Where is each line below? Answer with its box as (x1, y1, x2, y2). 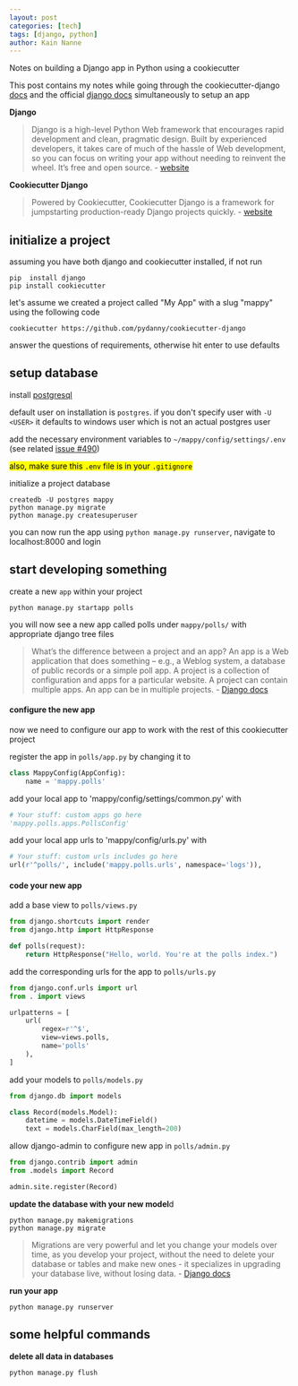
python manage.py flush (9, 1368, 98, 1377)
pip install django (9, 274, 87, 283)
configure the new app (9, 704, 96, 715)
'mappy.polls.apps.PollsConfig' (9, 819, 130, 828)
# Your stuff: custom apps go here (9, 810, 142, 820)
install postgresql (9, 389, 73, 400)
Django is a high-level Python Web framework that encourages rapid (30, 125, 285, 135)
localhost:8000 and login (9, 536, 101, 547)
